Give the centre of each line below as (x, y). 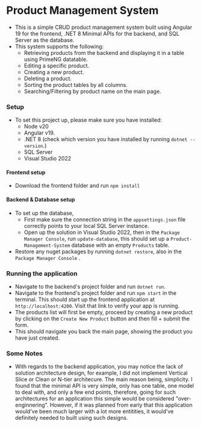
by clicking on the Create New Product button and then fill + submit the (102, 318)
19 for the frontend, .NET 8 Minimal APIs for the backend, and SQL (97, 33)
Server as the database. (45, 40)
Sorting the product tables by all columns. (76, 84)
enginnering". (32, 405)
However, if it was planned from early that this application (121, 405)
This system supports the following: (59, 46)
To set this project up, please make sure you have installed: (88, 120)
